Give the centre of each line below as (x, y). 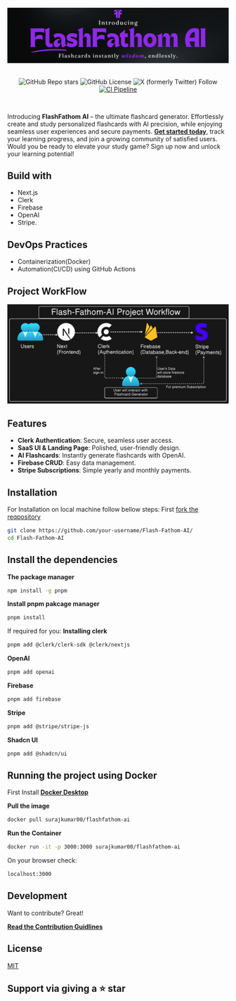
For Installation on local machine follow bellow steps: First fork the (103, 509)
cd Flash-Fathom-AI (36, 538)
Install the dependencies (63, 560)
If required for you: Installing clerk (57, 631)
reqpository (24, 517)
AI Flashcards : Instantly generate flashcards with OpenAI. (101, 456)
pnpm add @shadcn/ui (38, 754)
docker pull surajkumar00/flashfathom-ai (69, 820)
